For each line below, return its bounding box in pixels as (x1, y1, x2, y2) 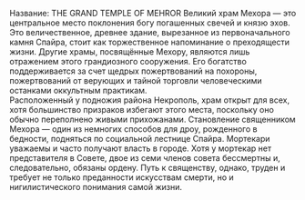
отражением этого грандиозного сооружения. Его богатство (9, 56, 248, 66)
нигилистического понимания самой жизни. (9, 182, 183, 192)
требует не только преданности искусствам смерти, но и (9, 172, 234, 183)
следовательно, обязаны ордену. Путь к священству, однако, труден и (9, 163, 286, 173)
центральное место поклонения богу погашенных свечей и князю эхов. (9, 17, 290, 28)
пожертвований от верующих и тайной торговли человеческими (9, 75, 262, 85)
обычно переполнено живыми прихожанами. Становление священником (9, 114, 296, 125)
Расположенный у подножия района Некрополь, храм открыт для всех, (9, 95, 290, 105)
